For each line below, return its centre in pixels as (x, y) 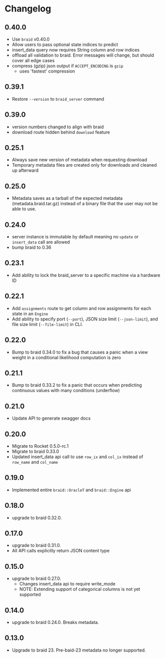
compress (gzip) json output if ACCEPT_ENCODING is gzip (68, 66)
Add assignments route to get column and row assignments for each (82, 308)
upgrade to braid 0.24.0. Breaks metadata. (55, 622)
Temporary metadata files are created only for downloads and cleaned (84, 165)
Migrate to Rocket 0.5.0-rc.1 (40, 446)
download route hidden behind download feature (61, 132)
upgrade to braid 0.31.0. (36, 545)
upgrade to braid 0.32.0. (37, 518)
